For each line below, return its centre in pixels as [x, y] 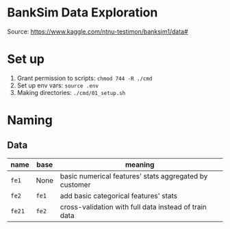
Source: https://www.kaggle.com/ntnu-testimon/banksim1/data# [98, 31]
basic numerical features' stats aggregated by [134, 176]
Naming [30, 120]
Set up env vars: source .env [58, 85]
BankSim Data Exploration [82, 13]
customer [75, 185]
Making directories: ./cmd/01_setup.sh [71, 92]
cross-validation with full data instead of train [133, 206]
